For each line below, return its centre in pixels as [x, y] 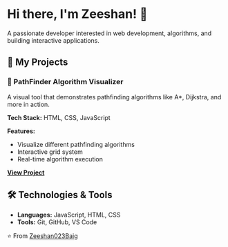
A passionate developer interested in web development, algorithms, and [110, 33]
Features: [21, 131]
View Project [26, 172]
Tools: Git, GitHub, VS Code [57, 222]
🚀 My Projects [38, 62]
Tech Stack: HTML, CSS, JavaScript [59, 117]
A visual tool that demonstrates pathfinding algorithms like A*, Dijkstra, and [114, 97]
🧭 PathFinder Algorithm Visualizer [65, 82]
